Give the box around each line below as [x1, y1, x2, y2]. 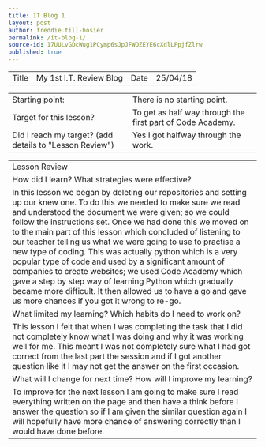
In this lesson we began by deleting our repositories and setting [12, 187, 247, 197]
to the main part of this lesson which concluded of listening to [12, 227, 241, 237]
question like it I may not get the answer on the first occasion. [12, 361, 240, 371]
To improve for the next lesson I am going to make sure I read [12, 386, 239, 397]
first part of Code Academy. [132, 117, 236, 127]
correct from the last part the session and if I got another [12, 351, 222, 362]
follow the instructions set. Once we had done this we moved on [12, 216, 250, 227]
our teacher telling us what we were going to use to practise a [12, 236, 241, 247]
